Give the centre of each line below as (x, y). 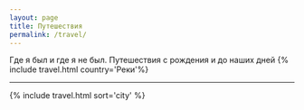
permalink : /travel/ (48, 34)
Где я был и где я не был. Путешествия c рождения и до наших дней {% (149, 60)
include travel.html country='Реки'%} (79, 69)
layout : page (34, 18)
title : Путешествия (46, 26)
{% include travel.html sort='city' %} (77, 96)
